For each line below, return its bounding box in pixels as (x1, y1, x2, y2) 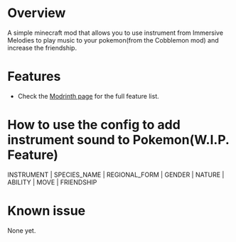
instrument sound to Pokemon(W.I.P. (7, 132, 230, 148)
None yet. (7, 226, 36, 235)
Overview (7, 5, 66, 21)
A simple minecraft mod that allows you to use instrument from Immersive (7, 28, 224, 37)
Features (7, 69, 61, 84)
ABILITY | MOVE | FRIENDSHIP (7, 177, 97, 186)
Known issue (7, 203, 86, 219)
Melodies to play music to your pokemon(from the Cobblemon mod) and (7, 35, 219, 44)
